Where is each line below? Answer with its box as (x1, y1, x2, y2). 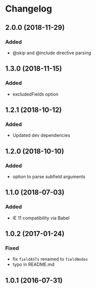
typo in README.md (12, 261, 55, 268)
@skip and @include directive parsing (12, 50, 91, 56)
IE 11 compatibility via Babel (12, 215, 70, 221)
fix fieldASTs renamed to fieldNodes (12, 256, 88, 262)
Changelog (5, 3, 52, 15)
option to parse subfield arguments (12, 173, 85, 179)
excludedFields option (12, 91, 59, 97)
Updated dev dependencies (12, 132, 70, 138)
